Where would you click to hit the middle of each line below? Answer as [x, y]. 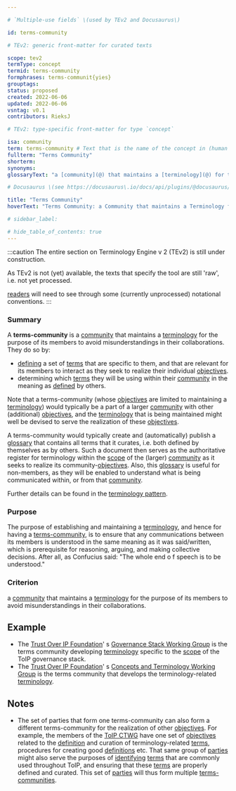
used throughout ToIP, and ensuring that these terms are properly [112, 765]
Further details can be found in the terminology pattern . [87, 493]
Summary [25, 319]
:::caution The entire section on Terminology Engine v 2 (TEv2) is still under [116, 252]
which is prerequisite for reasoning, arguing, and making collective [104, 550]
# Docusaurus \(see [36, 187]
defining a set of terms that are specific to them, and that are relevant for [123, 363]
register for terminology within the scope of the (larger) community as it [111, 458]
